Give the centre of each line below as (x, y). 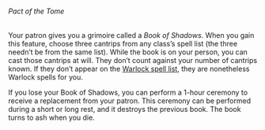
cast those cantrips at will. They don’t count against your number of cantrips (133, 61)
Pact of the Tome (36, 11)
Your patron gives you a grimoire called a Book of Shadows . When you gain (131, 35)
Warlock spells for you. (45, 77)
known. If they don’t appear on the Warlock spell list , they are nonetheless (129, 69)
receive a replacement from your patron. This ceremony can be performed (130, 101)
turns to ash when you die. (51, 117)
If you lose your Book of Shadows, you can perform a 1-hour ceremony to (128, 93)
